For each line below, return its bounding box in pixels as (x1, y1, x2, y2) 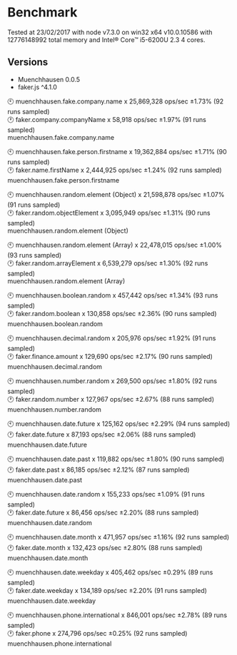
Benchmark (7, 4, 78, 21)
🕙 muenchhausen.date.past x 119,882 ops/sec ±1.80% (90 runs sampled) (7, 455, 225, 463)
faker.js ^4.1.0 (17, 83, 57, 91)
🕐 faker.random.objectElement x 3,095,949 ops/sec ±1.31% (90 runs (7, 208, 211, 217)
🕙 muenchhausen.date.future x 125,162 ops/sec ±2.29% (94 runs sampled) (7, 419, 231, 428)
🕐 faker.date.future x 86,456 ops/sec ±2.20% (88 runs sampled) (7, 508, 199, 517)
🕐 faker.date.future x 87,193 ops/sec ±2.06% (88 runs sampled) (7, 430, 196, 439)
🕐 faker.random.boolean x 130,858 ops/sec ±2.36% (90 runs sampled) (7, 309, 217, 318)
